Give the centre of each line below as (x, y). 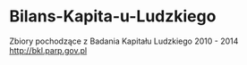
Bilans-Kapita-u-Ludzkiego (113, 16)
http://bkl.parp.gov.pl (48, 50)
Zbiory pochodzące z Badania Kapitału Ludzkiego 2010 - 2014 (124, 41)
